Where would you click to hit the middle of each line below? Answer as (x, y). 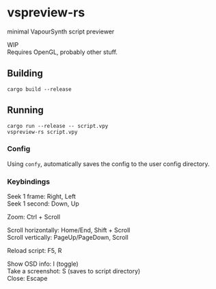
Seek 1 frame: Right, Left (42, 197)
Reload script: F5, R (35, 251)
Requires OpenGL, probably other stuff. (63, 52)
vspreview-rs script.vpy (42, 132)
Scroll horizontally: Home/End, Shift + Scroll (69, 230)
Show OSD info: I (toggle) (43, 264)
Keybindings (28, 181)
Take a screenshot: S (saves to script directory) (74, 271)
